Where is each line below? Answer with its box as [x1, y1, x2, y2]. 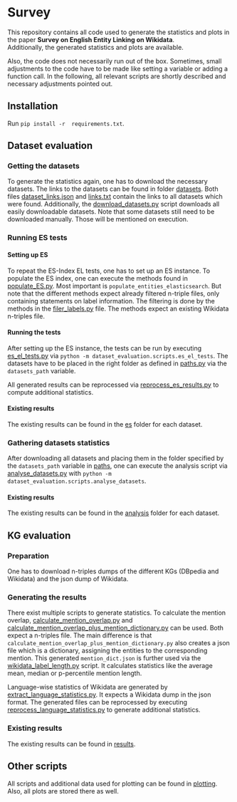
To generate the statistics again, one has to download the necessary [7, 177, 208, 186]
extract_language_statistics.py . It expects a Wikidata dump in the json [7, 690, 211, 699]
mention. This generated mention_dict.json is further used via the [7, 654, 201, 662]
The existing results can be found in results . [7, 739, 136, 748]
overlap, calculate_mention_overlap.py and [7, 616, 133, 625]
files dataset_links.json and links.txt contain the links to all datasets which [7, 192, 223, 201]
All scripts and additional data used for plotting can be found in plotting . [7, 779, 218, 788]
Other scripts [7, 760, 68, 773]
